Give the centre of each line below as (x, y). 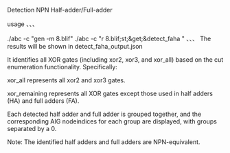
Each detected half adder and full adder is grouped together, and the (104, 114)
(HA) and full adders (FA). (43, 101)
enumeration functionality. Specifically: (62, 67)
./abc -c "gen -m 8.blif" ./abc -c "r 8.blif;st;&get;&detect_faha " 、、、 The (109, 38)
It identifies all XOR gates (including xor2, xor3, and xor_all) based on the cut (115, 60)
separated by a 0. (32, 129)
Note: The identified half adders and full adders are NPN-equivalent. (104, 142)
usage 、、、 (23, 24)
